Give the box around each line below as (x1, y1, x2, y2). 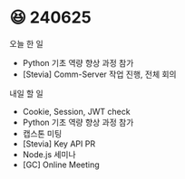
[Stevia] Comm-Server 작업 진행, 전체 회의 (22, 69, 177, 80)
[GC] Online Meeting (22, 159, 100, 170)
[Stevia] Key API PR (22, 138, 96, 149)
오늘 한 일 (9, 38, 44, 49)
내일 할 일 (9, 88, 44, 99)
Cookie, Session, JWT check (22, 106, 131, 117)
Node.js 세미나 (22, 148, 76, 160)
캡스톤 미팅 (22, 127, 63, 138)
